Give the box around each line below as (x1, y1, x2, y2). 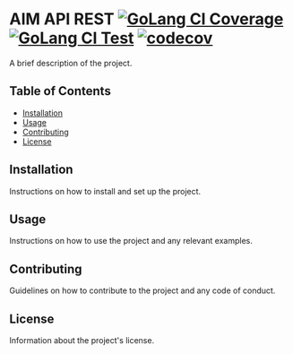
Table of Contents (9, 83, 112, 99)
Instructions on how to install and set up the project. (9, 186, 202, 196)
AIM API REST (9, 9, 115, 30)
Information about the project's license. (9, 335, 155, 345)
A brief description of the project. (9, 57, 133, 68)
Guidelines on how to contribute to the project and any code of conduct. (9, 285, 276, 296)
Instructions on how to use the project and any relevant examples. (9, 236, 253, 246)
